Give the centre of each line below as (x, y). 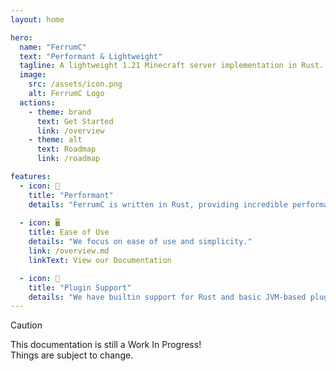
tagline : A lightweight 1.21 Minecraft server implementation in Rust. (172, 66)
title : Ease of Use (69, 232)
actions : (37, 102)
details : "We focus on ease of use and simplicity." (140, 242)
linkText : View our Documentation (100, 260)
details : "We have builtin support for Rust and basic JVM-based (167, 297)
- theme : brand (60, 112)
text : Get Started (75, 121)
